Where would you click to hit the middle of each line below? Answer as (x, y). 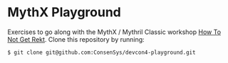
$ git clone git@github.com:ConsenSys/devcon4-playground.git (102, 52)
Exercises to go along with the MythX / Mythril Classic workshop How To (114, 32)
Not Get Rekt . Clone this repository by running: (76, 39)
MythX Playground (64, 12)
